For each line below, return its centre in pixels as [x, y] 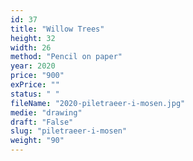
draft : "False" [42, 122]
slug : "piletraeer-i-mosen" [69, 131]
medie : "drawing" [46, 112]
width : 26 [31, 47]
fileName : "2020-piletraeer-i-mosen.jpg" [98, 103]
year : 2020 [33, 66]
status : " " [35, 94]
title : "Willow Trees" [57, 29]
